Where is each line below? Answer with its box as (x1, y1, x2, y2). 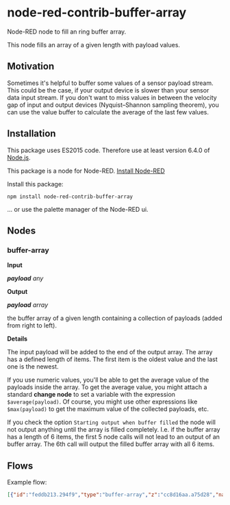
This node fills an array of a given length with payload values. (7, 40, 180, 49)
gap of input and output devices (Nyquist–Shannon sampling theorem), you (7, 101, 219, 109)
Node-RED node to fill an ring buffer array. (7, 27, 127, 36)
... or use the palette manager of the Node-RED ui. (7, 205, 149, 213)
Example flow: (7, 478, 47, 486)
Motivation (7, 60, 55, 73)
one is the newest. (7, 362, 59, 371)
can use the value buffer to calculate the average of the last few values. (7, 108, 209, 116)
